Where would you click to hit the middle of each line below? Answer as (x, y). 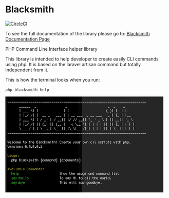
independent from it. (27, 70)
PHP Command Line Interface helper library (51, 49)
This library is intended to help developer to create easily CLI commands (82, 59)
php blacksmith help (27, 90)
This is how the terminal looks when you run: (53, 80)
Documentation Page (28, 39)
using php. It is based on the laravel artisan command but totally (73, 64)
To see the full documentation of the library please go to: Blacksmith (78, 33)
